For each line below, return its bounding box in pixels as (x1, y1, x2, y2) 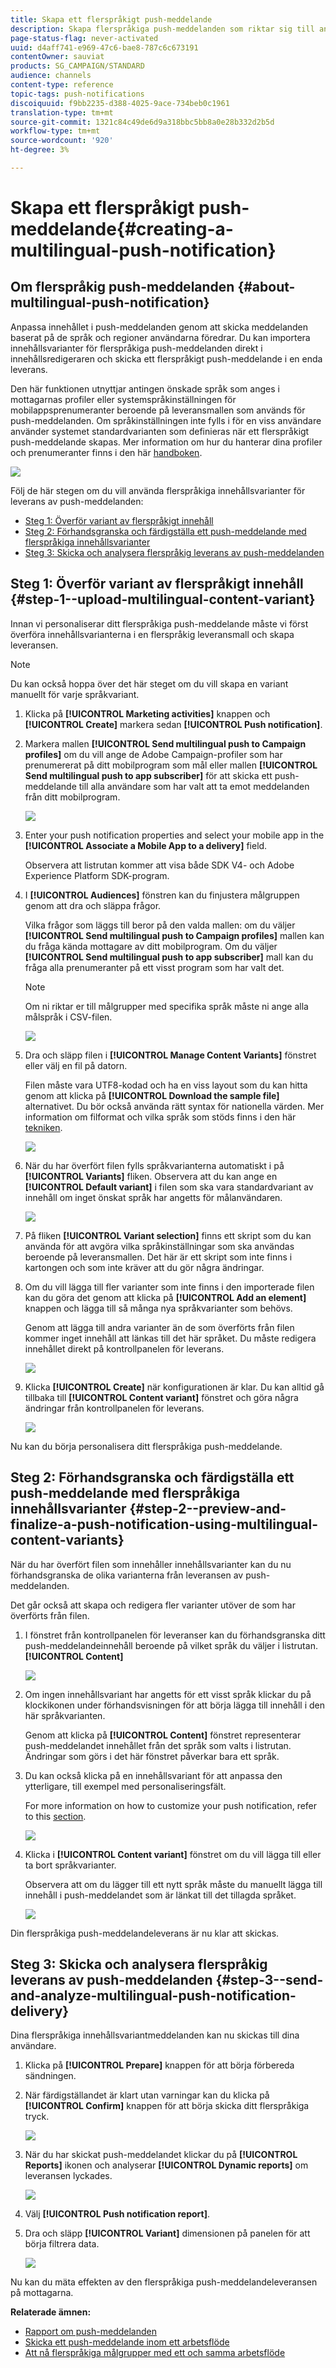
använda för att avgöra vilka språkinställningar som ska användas (24, 1240, 295, 1252)
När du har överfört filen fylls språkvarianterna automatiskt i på (24, 1159, 285, 1171)
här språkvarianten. (24, 1709, 106, 1721)
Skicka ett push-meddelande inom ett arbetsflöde (24, 2336, 230, 2348)
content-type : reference (10, 80, 114, 90)
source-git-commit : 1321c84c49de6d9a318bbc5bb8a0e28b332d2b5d (10, 117, 275, 127)
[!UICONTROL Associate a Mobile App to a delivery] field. (24, 839, 268, 851)
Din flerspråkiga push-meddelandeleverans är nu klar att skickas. (10, 1927, 280, 1939)
